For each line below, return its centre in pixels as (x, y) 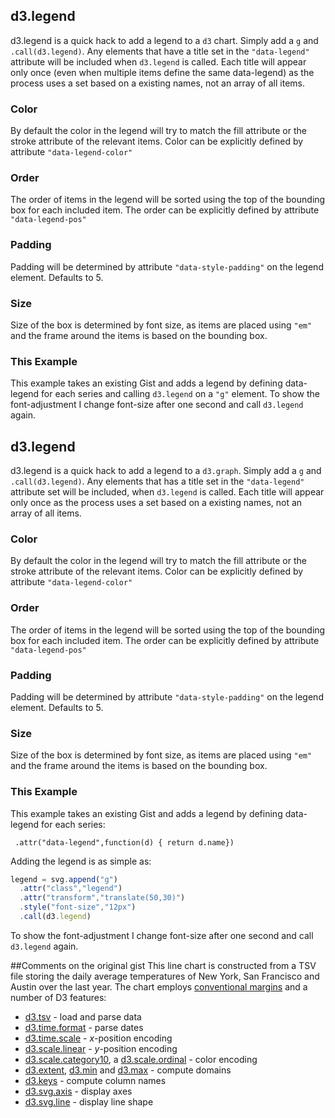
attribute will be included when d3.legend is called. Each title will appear (158, 61)
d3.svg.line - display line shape (89, 1101)
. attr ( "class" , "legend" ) (71, 889)
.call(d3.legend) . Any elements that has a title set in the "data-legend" (157, 481)
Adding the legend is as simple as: (81, 861)
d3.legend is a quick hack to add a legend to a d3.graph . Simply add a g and (166, 471)
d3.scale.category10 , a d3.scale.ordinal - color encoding (141, 1059)
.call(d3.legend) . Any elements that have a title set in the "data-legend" (160, 51)
